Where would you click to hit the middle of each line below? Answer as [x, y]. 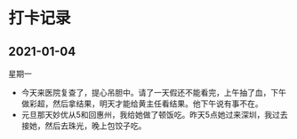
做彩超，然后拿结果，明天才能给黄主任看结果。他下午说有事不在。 [142, 104]
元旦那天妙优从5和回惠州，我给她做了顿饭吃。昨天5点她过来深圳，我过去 [154, 115]
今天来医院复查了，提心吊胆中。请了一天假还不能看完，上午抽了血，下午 [153, 93]
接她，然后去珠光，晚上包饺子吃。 [84, 126]
